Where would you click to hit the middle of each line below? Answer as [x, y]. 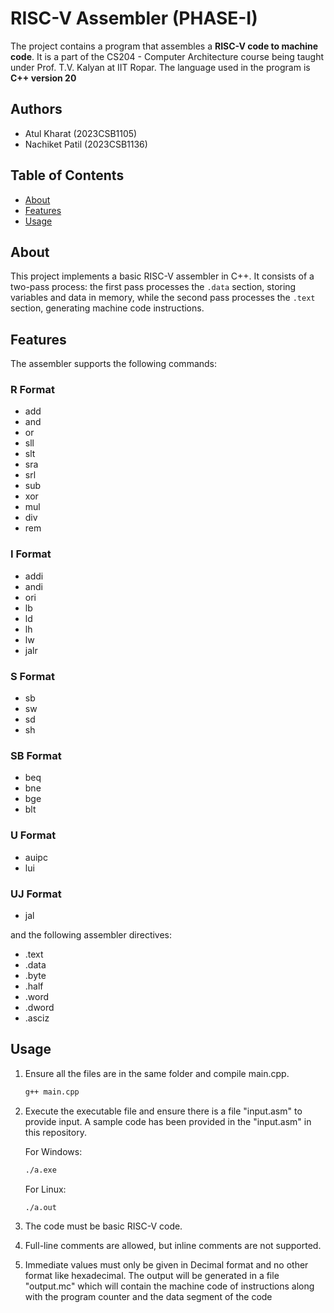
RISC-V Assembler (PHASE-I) [134, 18]
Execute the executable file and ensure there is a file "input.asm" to [163, 1111]
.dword [39, 1007]
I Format [31, 554]
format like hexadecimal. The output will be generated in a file [152, 1276]
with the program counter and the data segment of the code [148, 1297]
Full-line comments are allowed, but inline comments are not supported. [173, 1246]
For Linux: [45, 1189]
